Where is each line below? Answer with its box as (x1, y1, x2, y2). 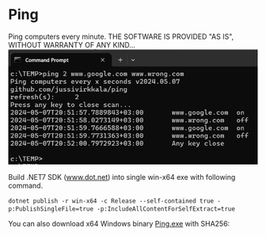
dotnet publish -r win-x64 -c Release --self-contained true (8, 197, 215, 205)
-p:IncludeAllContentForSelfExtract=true (96, 205, 236, 213)
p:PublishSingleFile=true (8, 205, 93, 213)
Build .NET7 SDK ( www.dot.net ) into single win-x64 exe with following (8, 173, 236, 182)
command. (8, 181, 44, 191)
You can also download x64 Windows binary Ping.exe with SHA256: (8, 219, 230, 229)
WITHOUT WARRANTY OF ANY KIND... (8, 40, 136, 49)
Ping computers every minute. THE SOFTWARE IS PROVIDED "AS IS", (8, 32, 234, 41)
